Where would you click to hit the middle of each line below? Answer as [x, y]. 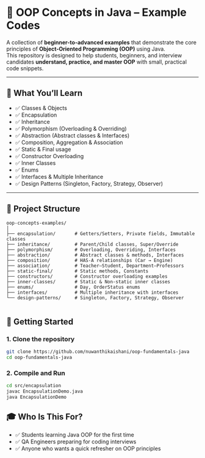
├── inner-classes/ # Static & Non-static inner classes [88, 282]
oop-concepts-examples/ [37, 223]
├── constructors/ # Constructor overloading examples [87, 276]
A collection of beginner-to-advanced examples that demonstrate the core [102, 42]
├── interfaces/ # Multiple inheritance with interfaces [92, 293]
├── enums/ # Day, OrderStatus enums [73, 287]
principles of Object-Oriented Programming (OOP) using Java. [86, 49]
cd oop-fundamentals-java [39, 358]
